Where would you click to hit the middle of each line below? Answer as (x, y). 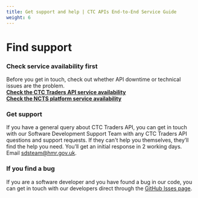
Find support (39, 47)
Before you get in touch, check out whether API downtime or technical (94, 79)
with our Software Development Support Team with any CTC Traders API (97, 134)
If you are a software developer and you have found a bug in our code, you (99, 182)
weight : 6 (19, 18)
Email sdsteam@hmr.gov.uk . (41, 153)
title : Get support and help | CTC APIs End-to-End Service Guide (91, 12)
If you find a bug (31, 168)
